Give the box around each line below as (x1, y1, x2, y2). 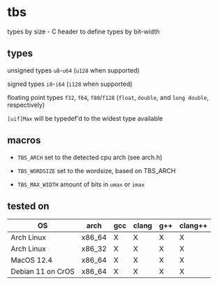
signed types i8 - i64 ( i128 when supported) (7, 80, 133, 88)
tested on (7, 200, 50, 212)
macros (7, 134, 41, 147)
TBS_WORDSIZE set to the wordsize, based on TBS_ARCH (17, 166, 176, 175)
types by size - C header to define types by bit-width (7, 27, 160, 36)
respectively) (7, 101, 45, 109)
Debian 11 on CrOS (10, 267, 75, 277)
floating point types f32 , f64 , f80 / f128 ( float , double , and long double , (7, 93, 209, 101)
